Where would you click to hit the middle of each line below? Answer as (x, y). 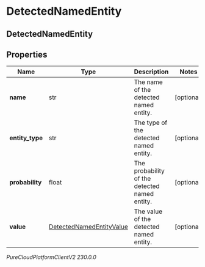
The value (148, 211)
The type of (151, 122)
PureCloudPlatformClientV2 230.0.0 (51, 257)
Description (151, 72)
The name (148, 82)
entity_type (26, 138)
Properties (27, 54)
